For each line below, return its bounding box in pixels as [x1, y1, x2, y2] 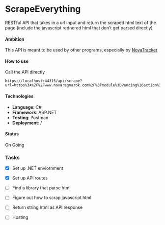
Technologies [5, 93, 34, 99]
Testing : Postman [12, 114, 49, 121]
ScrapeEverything [5, 3, 81, 15]
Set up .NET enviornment [12, 165, 64, 171]
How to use [5, 58, 28, 64]
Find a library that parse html [12, 185, 71, 191]
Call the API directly [5, 69, 45, 75]
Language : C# [12, 104, 42, 110]
